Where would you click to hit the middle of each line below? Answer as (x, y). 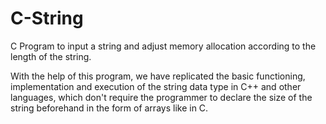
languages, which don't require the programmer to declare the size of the (161, 97)
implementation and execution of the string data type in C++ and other (156, 86)
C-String (47, 18)
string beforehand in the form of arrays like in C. (109, 108)
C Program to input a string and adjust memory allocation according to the (163, 46)
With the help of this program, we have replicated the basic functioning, (158, 76)
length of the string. (51, 56)
